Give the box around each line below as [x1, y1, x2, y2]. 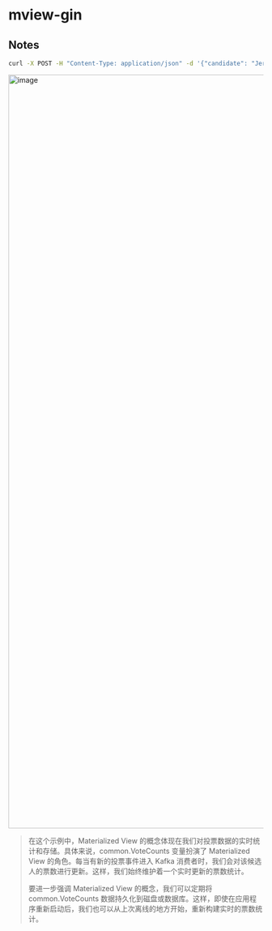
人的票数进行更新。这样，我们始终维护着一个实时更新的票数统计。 [28, 866, 249, 876]
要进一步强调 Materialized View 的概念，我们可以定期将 [28, 883, 213, 893]
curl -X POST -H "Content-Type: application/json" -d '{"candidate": [8, 59, 249, 67]
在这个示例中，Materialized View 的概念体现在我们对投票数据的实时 [28, 835, 253, 845]
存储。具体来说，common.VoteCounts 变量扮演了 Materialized [42, 846, 251, 856]
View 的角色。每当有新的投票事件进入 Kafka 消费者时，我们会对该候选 [28, 856, 262, 865]
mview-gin [8, 6, 83, 24]
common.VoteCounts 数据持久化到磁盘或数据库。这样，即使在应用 [28, 894, 250, 903]
